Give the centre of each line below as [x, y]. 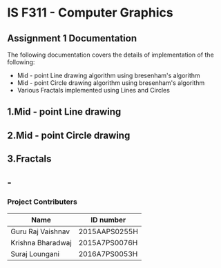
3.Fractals [29, 159]
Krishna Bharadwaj [41, 242]
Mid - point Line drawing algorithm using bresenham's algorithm [108, 75]
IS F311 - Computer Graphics [90, 13]
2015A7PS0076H [108, 242]
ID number [108, 220]
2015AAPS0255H [108, 231]
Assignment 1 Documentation [72, 38]
